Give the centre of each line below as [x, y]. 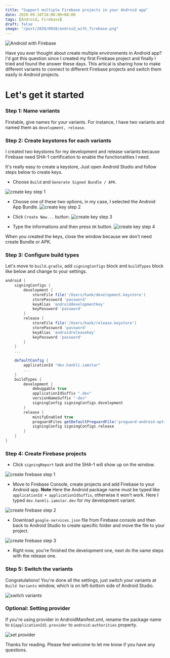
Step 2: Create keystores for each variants [58, 140]
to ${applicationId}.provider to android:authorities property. [71, 625]
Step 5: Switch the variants [39, 569]
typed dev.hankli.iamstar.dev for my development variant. [74, 500]
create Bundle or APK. [28, 242]
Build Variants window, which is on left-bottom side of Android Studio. [80, 586]
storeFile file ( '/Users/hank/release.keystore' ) [84, 323]
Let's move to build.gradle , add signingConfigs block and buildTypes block [84, 266]
